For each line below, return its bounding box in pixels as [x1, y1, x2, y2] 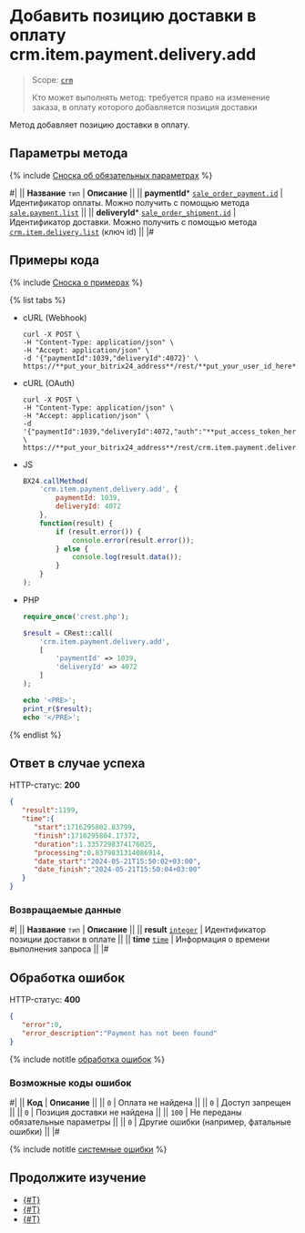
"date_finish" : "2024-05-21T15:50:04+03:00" [33, 865, 202, 874]
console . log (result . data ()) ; [71, 553, 183, 562]
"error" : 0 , [21, 1020, 64, 1029]
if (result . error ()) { [56, 527, 142, 536]
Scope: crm [31, 74, 74, 85]
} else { [56, 544, 89, 554]
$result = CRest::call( [22, 628, 114, 637]
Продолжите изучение [9, 1170, 147, 1186]
